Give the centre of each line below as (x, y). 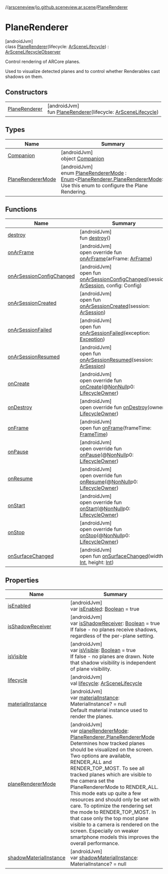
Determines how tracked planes (107, 743)
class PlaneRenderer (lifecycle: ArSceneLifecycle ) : (57, 46)
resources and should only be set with (115, 799)
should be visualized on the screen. (112, 749)
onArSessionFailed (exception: (115, 333)
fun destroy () (95, 238)
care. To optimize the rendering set (111, 806)
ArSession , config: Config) (111, 285)
